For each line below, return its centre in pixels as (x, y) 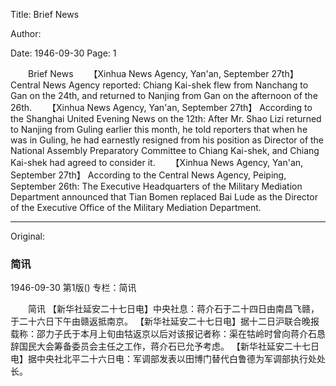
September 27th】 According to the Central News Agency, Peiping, (148, 175)
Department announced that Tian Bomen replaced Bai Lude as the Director (164, 197)
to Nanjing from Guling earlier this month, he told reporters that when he (159, 129)
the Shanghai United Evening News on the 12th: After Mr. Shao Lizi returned (166, 118)
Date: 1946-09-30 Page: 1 (63, 53)
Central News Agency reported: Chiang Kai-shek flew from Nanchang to (159, 85)
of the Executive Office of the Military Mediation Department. (136, 207)
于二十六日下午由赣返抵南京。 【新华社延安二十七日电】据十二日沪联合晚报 (165, 321)
